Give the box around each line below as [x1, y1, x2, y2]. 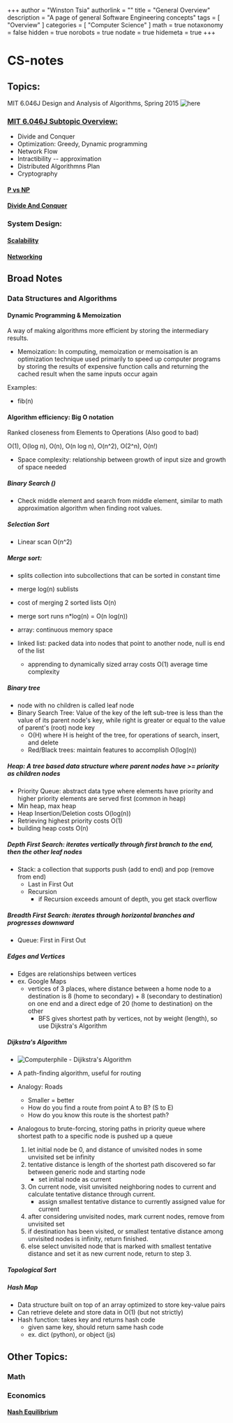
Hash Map [7, 1283, 38, 1291]
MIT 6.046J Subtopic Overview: [7, 116, 119, 126]
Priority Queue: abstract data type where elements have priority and [17, 787, 214, 795]
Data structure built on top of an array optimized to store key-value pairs [17, 1301, 225, 1309]
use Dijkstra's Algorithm [38, 1021, 107, 1031]
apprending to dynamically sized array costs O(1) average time [27, 660, 208, 669]
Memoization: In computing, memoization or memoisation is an [17, 348, 198, 356]
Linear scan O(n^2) [17, 538, 73, 546]
